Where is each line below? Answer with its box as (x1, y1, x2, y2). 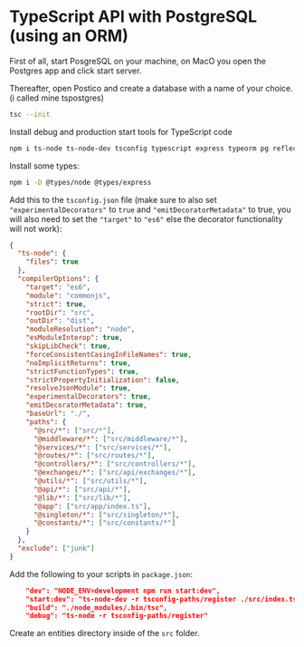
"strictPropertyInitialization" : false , (25, 375, 180, 384)
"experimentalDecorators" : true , (25, 392, 152, 401)
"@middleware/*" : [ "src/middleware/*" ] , (33, 434, 188, 443)
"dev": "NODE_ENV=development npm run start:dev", (25, 586, 221, 595)
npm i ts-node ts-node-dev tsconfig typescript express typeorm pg (9, 143, 270, 153)
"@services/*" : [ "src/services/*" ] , (33, 442, 172, 452)
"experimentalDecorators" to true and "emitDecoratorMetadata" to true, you (9, 204, 291, 215)
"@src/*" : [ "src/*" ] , (33, 426, 116, 435)
